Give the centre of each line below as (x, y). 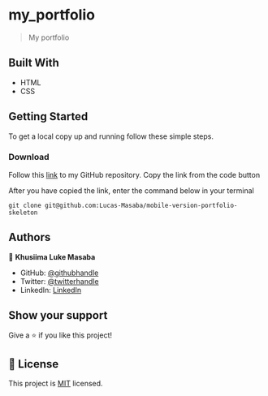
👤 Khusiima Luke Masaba (52, 256)
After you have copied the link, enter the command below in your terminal (131, 190)
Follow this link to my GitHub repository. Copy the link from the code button (134, 174)
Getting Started (48, 116)
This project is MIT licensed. (56, 384)
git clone (25, 205)
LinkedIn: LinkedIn (51, 290)
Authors (30, 237)
